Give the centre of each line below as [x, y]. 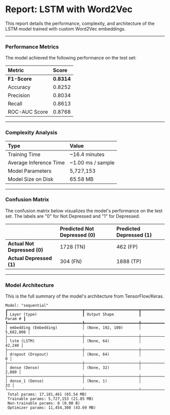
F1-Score [20, 79]
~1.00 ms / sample [92, 163]
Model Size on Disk [31, 179]
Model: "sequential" [27, 306]
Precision [19, 95]
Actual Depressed [30, 258]
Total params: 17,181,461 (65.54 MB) [47, 395]
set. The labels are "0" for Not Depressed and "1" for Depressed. [73, 216]
